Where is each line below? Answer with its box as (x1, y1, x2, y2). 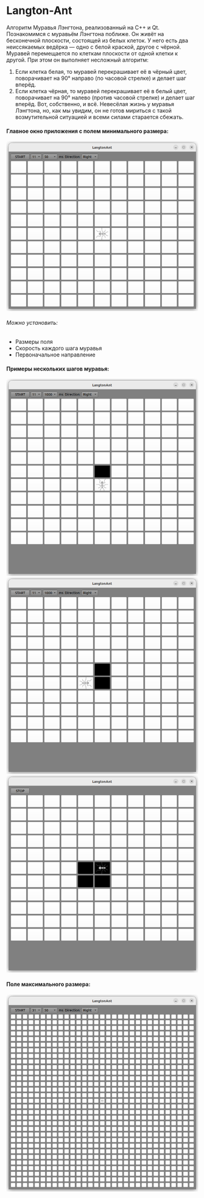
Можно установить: (6, 319, 58, 327)
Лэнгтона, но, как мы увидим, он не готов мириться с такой (15, 107, 172, 114)
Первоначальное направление (15, 351, 96, 358)
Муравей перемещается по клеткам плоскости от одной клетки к (6, 49, 178, 57)
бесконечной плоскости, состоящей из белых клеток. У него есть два (6, 37, 189, 44)
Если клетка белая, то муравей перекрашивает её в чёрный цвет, (15, 68, 187, 75)
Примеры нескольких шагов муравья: (6, 365, 110, 372)
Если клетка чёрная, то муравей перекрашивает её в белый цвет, (15, 87, 187, 94)
